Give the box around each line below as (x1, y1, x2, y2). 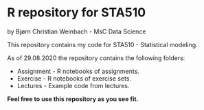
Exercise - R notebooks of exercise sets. (16, 74, 132, 83)
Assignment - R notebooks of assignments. (16, 67, 139, 75)
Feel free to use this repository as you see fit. (7, 94, 139, 103)
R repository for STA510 (7, 5, 146, 20)
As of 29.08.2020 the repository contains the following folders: (7, 53, 185, 62)
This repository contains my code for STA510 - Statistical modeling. (7, 40, 198, 49)
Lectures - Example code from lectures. (16, 81, 130, 90)
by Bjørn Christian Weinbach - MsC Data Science (7, 27, 146, 36)
